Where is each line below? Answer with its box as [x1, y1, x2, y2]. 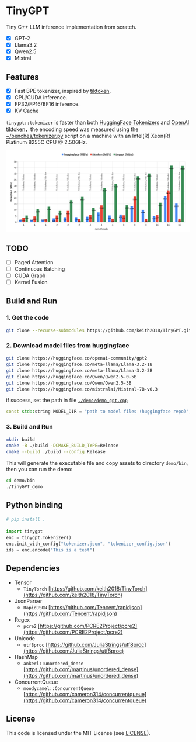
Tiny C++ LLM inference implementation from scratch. [6, 23, 137, 30]
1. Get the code [6, 313, 50, 322]
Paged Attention [14, 259, 54, 266]
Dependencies [6, 563, 60, 574]
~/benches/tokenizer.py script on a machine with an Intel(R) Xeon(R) [6, 133, 171, 140]
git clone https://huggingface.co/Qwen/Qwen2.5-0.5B [6, 374, 137, 379]
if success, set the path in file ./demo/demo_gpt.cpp [6, 396, 128, 404]
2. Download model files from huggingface [6, 341, 129, 349]
